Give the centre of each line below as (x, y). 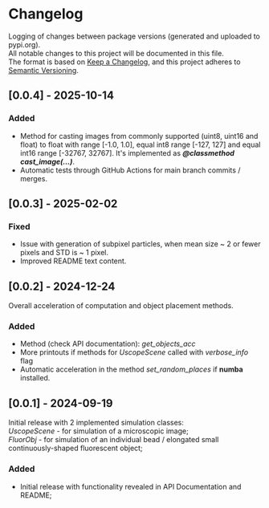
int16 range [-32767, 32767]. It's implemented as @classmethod (127, 152)
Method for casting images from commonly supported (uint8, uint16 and (139, 136)
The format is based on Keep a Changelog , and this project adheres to (124, 62)
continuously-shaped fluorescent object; (75, 448)
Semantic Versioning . (43, 70)
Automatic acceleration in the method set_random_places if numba (131, 369)
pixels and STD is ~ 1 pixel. (64, 253)
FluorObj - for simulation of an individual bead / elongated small (114, 440)
